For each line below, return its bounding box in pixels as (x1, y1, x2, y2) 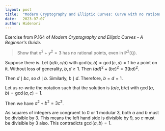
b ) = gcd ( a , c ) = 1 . (5, 90, 43, 96)
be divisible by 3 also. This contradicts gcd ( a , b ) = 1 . (5, 120, 112, 126)
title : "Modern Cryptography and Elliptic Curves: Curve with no (5, 12, 144, 17)
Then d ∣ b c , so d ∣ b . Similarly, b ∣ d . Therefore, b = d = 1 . (5, 75, 123, 81)
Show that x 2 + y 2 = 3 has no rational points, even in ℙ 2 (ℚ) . (17, 49, 137, 55)
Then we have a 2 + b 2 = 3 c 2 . (5, 99, 64, 106)
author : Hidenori (5, 21, 41, 26)
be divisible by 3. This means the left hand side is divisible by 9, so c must (5, 115, 155, 121)
